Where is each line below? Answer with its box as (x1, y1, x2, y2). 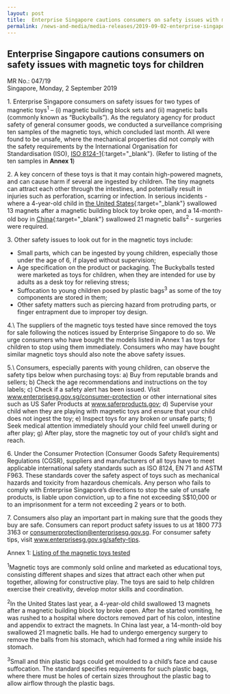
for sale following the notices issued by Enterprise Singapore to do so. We (7, 329, 216, 337)
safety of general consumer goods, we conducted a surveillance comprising (7, 120, 222, 129)
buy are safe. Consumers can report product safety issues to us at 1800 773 (7, 521, 222, 529)
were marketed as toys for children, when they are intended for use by (16, 270, 216, 279)
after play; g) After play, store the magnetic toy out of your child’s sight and (7, 429, 219, 437)
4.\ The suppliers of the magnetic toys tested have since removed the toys (7, 321, 217, 329)
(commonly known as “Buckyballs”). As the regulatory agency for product (7, 113, 216, 121)
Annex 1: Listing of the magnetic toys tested (7, 549, 131, 557)
